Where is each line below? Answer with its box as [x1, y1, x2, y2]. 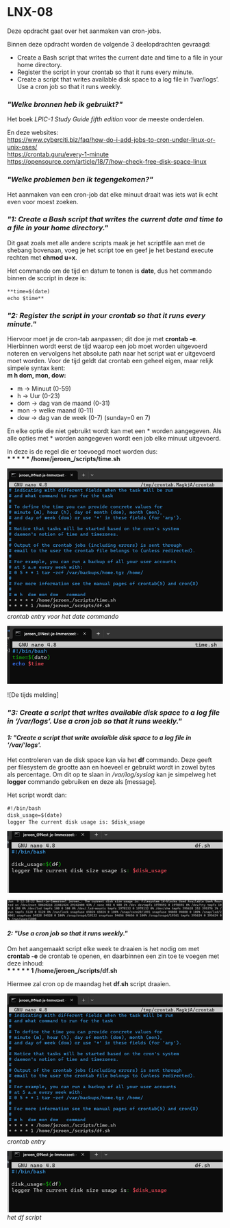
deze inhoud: [7, 959, 44, 967]
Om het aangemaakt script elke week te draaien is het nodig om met [7, 945, 200, 953]
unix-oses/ [7, 143, 38, 151]
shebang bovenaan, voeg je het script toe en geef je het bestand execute [7, 246, 214, 254]
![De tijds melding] [7, 691, 60, 699]
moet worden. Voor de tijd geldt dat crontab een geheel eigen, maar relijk [7, 357, 214, 365]
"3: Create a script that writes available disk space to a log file [7, 707, 220, 717]
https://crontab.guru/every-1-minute [7, 150, 110, 158]
